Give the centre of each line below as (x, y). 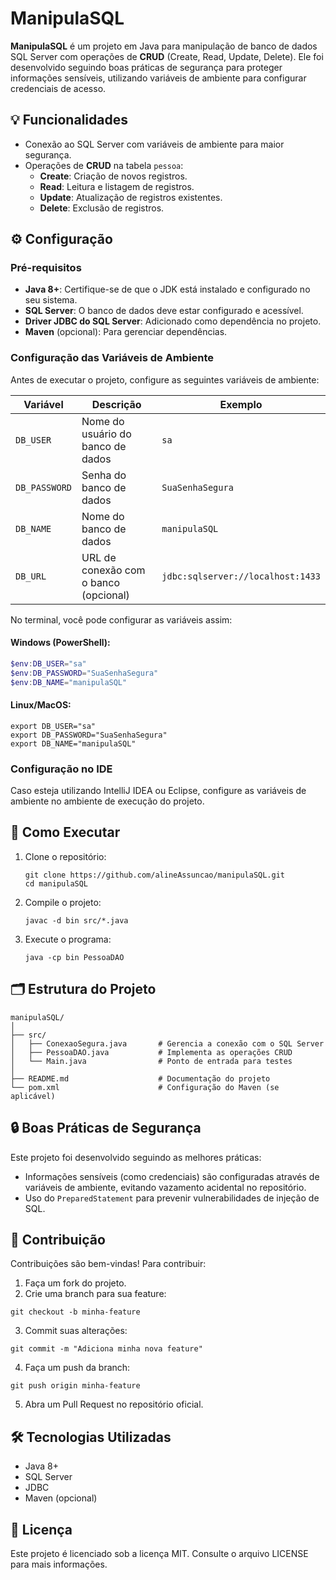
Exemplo (241, 404)
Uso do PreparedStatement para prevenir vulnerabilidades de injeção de (172, 1198)
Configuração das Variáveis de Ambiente (112, 358)
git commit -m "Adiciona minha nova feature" (106, 1349)
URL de (99, 557)
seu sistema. (51, 300)
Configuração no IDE (61, 769)
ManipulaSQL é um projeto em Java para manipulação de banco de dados (164, 46)
